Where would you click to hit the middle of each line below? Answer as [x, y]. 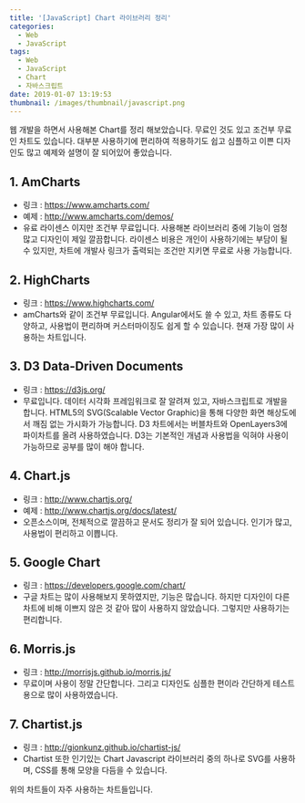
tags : [20, 52]
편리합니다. [42, 620]
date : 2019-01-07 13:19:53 [61, 94]
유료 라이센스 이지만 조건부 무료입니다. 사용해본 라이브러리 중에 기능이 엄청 [155, 228]
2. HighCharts [50, 280]
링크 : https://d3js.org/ [64, 390]
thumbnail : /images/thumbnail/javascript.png [97, 103]
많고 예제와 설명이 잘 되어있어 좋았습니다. [99, 152]
